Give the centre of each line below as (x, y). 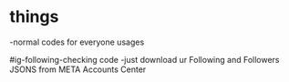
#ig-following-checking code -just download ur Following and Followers (144, 59)
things (34, 17)
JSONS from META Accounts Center (78, 69)
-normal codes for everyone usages (77, 42)
